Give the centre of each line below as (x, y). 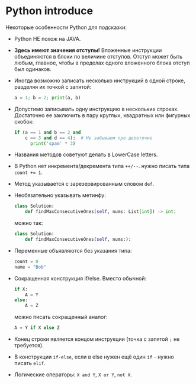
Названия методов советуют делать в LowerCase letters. (86, 154)
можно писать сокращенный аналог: (61, 317)
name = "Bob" (30, 267)
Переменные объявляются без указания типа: (73, 250)
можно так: (28, 223)
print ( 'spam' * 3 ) (53, 143)
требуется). (29, 346)
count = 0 (26, 262)
